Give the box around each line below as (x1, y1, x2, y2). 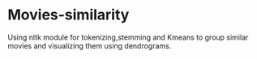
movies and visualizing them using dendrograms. (7, 40, 172, 50)
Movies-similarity (7, 6, 130, 24)
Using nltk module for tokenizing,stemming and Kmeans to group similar (7, 32, 249, 42)
